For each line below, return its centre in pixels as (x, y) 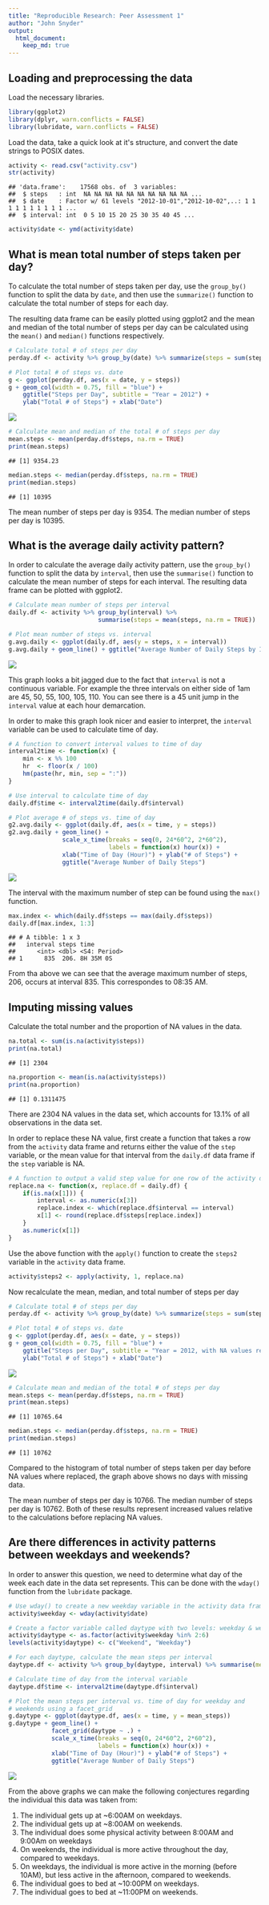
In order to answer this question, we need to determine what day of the (125, 1574)
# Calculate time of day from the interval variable (98, 1679)
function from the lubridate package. (70, 1591)
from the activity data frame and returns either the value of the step (122, 1146)
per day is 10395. (37, 520)
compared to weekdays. (60, 1858)
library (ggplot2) (37, 112)
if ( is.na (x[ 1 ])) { (53, 1193)
